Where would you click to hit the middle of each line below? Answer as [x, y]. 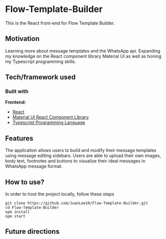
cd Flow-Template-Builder [32, 208]
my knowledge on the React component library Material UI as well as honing [83, 56]
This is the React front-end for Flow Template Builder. [60, 23]
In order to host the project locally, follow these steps [60, 194]
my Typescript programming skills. [41, 61]
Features [19, 138]
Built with [17, 91]
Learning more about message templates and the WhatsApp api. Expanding [83, 50]
